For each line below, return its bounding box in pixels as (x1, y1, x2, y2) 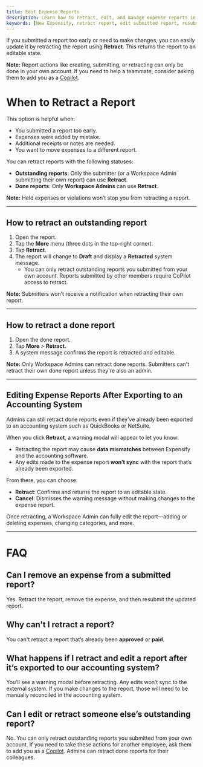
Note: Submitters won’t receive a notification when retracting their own (6, 290, 183, 298)
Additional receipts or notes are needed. (14, 140, 116, 147)
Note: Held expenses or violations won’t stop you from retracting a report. (6, 194, 190, 201)
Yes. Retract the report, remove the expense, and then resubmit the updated (6, 595, 196, 602)
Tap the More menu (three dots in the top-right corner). (14, 240, 153, 247)
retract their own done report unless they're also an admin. (6, 367, 153, 374)
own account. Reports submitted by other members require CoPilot (24, 272, 192, 279)
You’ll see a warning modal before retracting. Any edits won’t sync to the (6, 679, 187, 686)
